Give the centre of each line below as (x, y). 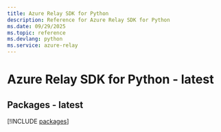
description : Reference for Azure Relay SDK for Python (89, 20)
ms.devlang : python (35, 39)
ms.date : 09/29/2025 (37, 26)
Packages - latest (45, 105)
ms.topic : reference (37, 33)
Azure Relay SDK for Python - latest (110, 79)
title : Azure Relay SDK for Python (58, 13)
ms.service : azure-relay (43, 45)
